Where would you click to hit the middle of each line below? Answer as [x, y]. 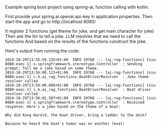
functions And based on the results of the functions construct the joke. [76, 41]
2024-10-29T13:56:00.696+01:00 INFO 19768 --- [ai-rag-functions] [75, 85]
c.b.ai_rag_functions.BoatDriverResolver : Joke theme [91, 77]
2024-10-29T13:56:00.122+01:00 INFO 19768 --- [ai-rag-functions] [75, 73]
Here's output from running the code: [42, 51]
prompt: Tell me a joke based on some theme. [52, 68]
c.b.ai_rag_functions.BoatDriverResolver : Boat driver [92, 90]
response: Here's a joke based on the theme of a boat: [63, 107]
